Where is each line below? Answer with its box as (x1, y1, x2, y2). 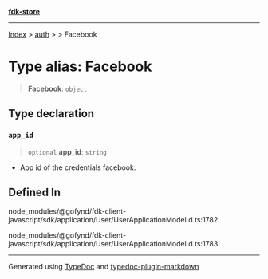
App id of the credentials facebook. (19, 163, 136, 172)
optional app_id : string (27, 147, 108, 156)
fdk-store (8, 7, 41, 16)
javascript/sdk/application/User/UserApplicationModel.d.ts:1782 (8, 215, 219, 225)
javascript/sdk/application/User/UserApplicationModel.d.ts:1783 (8, 239, 219, 249)
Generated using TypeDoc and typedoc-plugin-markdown (8, 262, 199, 272)
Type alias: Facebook (8, 57, 152, 76)
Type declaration (8, 107, 94, 120)
